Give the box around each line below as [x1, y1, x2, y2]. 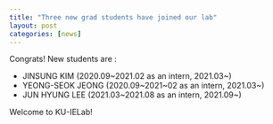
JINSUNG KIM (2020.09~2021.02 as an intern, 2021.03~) [21, 71, 232, 81]
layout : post [9, 21, 58, 30]
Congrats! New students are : [9, 54, 118, 65]
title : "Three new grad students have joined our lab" [9, 12, 218, 22]
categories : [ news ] [9, 29, 82, 38]
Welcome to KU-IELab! [9, 107, 93, 118]
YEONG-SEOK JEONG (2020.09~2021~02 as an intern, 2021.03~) [21, 81, 265, 91]
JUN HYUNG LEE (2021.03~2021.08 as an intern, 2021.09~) [21, 89, 243, 100]
